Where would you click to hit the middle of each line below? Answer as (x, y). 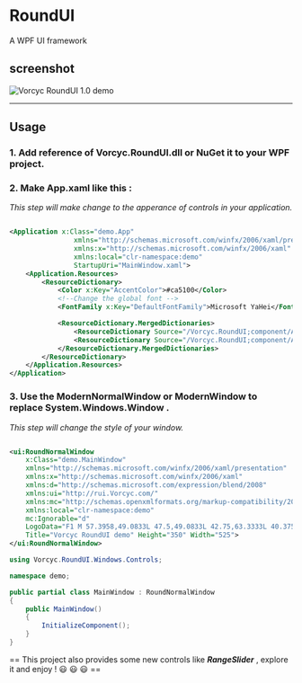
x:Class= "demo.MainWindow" (76, 460)
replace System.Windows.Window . (89, 408)
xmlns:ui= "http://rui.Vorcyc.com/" (92, 493)
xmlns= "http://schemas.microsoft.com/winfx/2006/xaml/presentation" (156, 468)
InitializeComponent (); (86, 625)
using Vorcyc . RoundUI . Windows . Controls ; (86, 560)
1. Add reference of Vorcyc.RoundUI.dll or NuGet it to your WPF (150, 153)
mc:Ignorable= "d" (58, 519)
